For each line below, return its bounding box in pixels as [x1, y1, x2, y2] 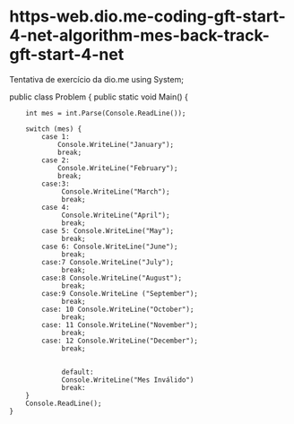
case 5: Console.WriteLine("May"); [41, 226, 175, 235]
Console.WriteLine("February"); [56, 163, 178, 172]
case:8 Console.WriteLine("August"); [41, 273, 182, 282]
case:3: [41, 179, 70, 188]
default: [61, 368, 94, 376]
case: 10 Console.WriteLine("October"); [41, 305, 195, 314]
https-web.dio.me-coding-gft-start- [9, 6, 287, 27]
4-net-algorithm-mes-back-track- [9, 25, 271, 46]
